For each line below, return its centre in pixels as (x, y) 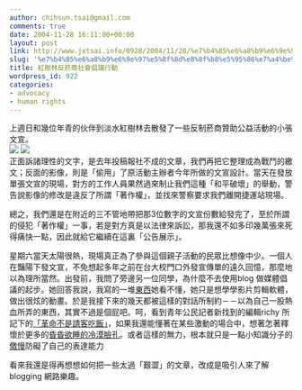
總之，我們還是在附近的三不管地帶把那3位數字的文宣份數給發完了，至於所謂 (150, 214)
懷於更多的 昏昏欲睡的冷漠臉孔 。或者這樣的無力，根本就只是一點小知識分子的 (151, 335)
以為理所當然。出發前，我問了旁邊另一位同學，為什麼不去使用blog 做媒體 (145, 278)
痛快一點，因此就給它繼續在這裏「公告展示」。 (102, 237)
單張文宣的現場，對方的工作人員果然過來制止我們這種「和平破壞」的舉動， (147, 184)
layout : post (34, 43)
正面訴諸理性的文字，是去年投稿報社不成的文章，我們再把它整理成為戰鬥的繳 (151, 161)
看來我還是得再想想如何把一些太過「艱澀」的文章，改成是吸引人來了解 (139, 365)
